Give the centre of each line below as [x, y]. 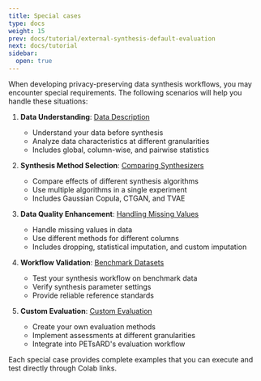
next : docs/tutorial [43, 46]
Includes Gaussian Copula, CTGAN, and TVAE [109, 198]
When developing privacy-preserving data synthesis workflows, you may [130, 84]
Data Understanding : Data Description [85, 116]
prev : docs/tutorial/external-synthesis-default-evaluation [112, 38]
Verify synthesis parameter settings [92, 286]
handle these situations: [48, 101]
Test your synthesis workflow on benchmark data [115, 278]
